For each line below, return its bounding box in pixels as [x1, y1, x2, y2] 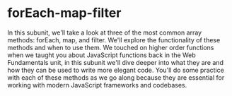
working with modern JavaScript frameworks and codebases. [7, 80, 187, 89]
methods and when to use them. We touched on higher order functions [7, 43, 214, 52]
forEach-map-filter [7, 5, 122, 21]
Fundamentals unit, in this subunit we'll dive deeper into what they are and [7, 58, 224, 66]
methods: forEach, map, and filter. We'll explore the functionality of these [7, 35, 221, 44]
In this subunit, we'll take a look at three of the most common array [7, 28, 202, 37]
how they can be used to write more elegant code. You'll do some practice [7, 66, 224, 74]
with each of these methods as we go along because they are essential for [7, 73, 225, 82]
